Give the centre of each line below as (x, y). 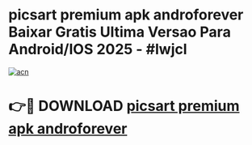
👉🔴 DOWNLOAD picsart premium (124, 106)
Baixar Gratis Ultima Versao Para (120, 32)
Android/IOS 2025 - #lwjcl (98, 49)
